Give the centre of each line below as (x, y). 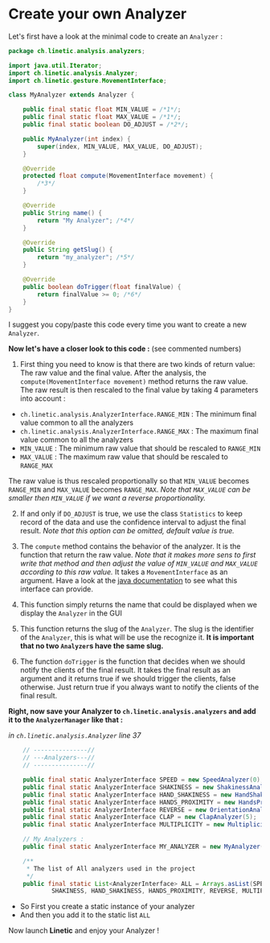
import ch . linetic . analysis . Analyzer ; (73, 73)
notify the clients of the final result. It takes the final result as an (125, 670)
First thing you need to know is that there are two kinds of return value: (137, 364)
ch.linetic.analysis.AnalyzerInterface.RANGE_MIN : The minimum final (138, 414)
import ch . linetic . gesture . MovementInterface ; (88, 80)
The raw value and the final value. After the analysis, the (113, 373)
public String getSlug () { (68, 250)
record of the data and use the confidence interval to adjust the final (133, 522)
